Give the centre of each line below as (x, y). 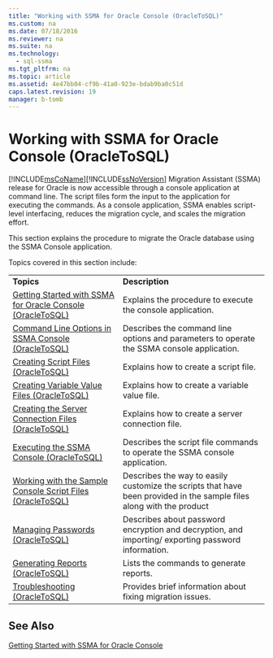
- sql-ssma (34, 62)
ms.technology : (34, 54)
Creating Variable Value (58, 386)
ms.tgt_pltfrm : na (39, 69)
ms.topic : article (39, 76)
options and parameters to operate (189, 338)
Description (145, 281)
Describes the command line (177, 329)
